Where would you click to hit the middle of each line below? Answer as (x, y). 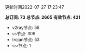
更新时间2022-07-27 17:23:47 (35, 7)
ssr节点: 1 (21, 46)
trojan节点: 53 (26, 40)
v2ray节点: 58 (26, 27)
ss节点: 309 (24, 33)
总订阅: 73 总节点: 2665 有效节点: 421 (43, 17)
